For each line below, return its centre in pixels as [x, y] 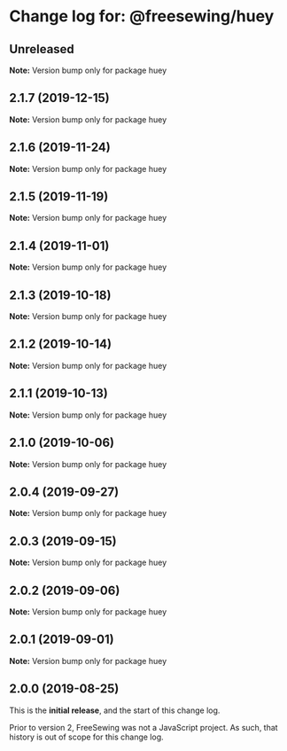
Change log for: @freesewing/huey [142, 16]
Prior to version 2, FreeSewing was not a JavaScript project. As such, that [143, 727]
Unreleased [42, 49]
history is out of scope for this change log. [86, 737]
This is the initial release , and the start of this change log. [115, 710]
